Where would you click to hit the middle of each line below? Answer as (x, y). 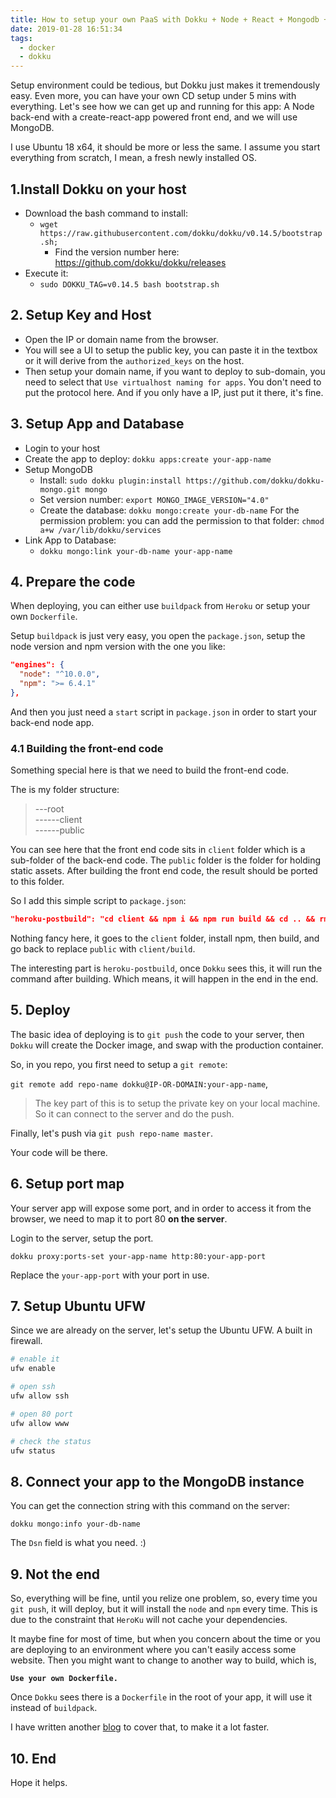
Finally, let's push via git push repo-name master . (112, 1133)
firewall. (26, 1341)
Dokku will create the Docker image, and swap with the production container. (167, 1045)
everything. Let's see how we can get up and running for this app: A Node (162, 107)
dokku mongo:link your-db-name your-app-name (136, 551)
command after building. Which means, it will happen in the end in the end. (164, 979)
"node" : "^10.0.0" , (60, 674)
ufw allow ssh (40, 1396)
